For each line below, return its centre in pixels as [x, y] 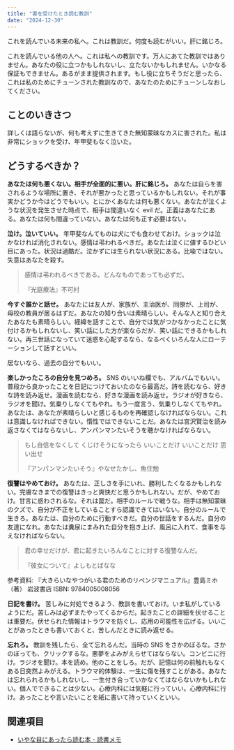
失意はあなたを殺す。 [38, 260]
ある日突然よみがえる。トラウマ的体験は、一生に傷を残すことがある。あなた [117, 671]
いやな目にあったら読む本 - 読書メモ [69, 739]
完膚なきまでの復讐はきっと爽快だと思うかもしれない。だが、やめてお [120, 492]
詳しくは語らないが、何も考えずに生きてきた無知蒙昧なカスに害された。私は [117, 133]
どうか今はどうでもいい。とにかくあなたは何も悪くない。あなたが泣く [120, 201]
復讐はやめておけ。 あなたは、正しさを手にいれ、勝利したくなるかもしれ [111, 483]
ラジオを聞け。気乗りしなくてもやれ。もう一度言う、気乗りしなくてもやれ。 [116, 404]
